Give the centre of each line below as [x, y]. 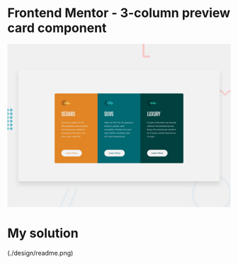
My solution [43, 233]
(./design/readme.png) [40, 253]
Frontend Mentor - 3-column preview [119, 13]
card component [57, 28]
